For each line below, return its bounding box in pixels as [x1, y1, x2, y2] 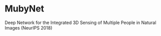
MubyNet [4, 3, 44, 14]
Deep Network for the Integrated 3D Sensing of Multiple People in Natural [4, 19, 156, 25]
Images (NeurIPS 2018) [4, 24, 52, 30]
